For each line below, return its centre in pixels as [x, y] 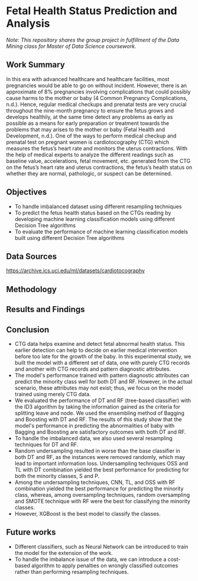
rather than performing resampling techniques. [72, 572]
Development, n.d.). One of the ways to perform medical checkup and [91, 136]
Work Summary [35, 65]
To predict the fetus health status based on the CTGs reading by [93, 213]
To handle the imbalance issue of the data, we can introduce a [90, 559]
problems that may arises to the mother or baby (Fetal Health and [86, 129]
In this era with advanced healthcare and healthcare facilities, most [88, 79]
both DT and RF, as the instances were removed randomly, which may [100, 457]
